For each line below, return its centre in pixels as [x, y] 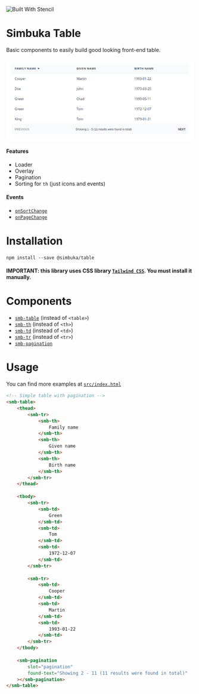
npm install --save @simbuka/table [50, 258]
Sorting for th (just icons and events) [60, 184]
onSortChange [31, 211]
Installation [35, 241]
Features [17, 151]
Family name [63, 427]
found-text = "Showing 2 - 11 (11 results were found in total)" [108, 673]
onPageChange [31, 217]
